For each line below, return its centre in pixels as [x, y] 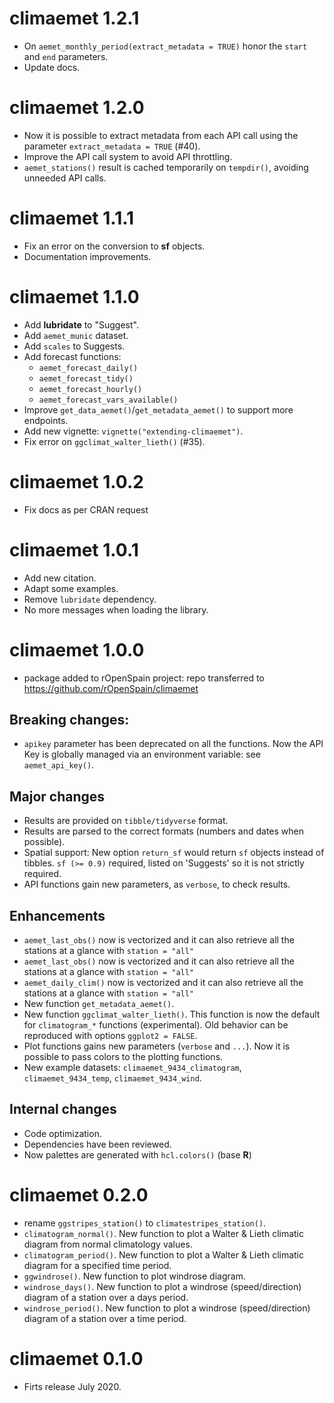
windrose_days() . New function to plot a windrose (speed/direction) [162, 1286]
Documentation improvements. [87, 256]
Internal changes [63, 1109]
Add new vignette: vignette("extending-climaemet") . [133, 431]
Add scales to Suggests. [74, 346]
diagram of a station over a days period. [106, 1297]
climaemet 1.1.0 [74, 297]
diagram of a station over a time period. [105, 1318]
